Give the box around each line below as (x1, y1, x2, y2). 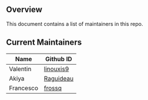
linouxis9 (43, 65, 69, 73)
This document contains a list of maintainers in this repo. (6, 20, 143, 27)
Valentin (9, 65, 32, 73)
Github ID (45, 55, 72, 63)
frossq (43, 84, 62, 92)
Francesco (9, 84, 39, 92)
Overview (6, 5, 43, 15)
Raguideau (43, 74, 74, 82)
